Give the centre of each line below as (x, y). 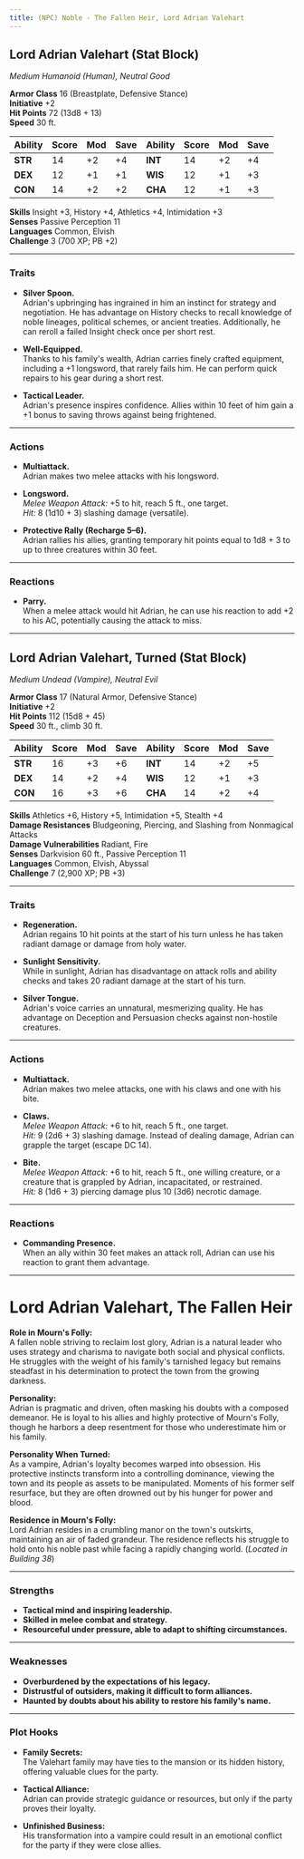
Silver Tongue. (51, 999)
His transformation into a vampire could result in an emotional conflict (152, 1835)
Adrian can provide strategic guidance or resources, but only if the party (157, 1798)
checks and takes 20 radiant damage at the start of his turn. (134, 981)
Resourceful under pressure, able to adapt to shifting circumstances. (155, 1630)
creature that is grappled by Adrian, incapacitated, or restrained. (142, 1181)
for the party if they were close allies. (92, 1844)
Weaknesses (38, 1661)
